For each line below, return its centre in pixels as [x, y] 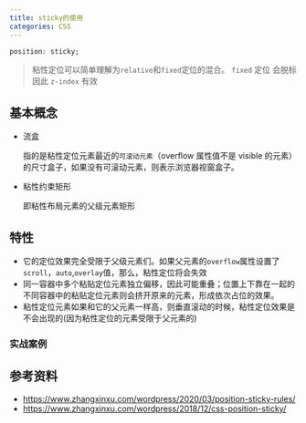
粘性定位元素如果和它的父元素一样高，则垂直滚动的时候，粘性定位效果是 [158, 307]
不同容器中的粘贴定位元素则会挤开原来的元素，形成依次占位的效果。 [151, 295]
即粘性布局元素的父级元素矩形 [79, 206]
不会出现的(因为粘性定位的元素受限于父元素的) [110, 318]
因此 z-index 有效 [64, 81]
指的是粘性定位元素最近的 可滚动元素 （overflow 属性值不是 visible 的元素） [159, 156]
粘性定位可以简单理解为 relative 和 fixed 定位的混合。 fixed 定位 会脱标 [164, 70]
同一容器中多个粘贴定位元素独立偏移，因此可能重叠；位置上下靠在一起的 [158, 284]
